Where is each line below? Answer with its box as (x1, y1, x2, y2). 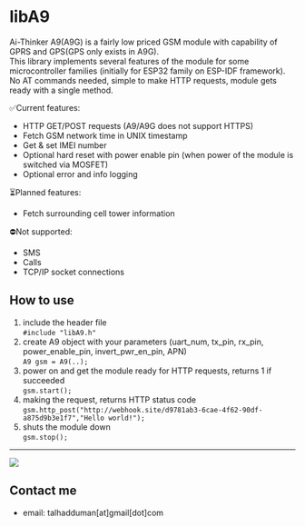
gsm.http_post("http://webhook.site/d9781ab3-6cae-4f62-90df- (22, 405, 263, 414)
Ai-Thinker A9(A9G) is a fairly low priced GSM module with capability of (9, 36, 279, 47)
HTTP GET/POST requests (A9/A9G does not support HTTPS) (22, 120, 254, 131)
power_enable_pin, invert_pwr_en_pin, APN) (22, 345, 188, 356)
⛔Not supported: (9, 225, 73, 237)
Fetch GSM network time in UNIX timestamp (22, 130, 188, 141)
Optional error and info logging (22, 168, 138, 179)
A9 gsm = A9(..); (22, 357, 89, 366)
